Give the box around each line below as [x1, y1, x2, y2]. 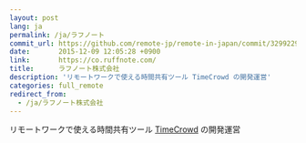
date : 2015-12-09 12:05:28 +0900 [9, 47, 161, 56]
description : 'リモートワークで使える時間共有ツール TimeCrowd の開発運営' [9, 73, 271, 82]
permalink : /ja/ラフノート [9, 30, 105, 39]
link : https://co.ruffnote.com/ [9, 56, 157, 65]
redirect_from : [9, 89, 67, 98]
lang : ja [9, 22, 43, 31]
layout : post [9, 13, 59, 23]
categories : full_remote [9, 81, 104, 90]
